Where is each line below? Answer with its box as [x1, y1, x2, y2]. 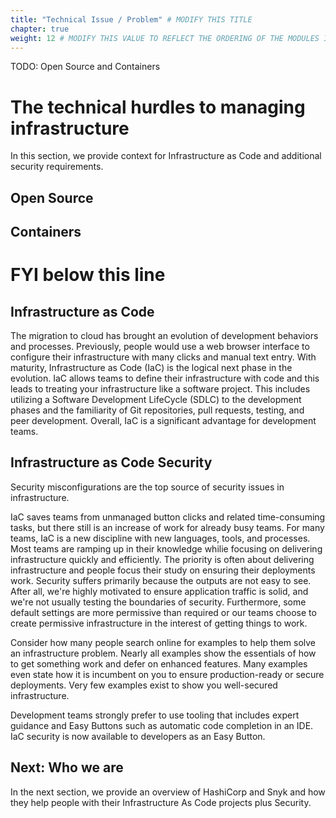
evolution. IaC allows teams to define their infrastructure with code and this [10, 372, 320, 385]
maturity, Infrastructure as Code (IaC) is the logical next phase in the [10, 362, 293, 374]
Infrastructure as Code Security [10, 454, 213, 471]
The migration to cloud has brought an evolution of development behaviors [10, 330, 319, 342]
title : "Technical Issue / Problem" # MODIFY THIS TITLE [10, 14, 253, 25]
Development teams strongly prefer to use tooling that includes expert [10, 709, 300, 721]
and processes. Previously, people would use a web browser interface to [10, 341, 310, 353]
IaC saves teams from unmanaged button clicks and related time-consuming [10, 511, 326, 523]
